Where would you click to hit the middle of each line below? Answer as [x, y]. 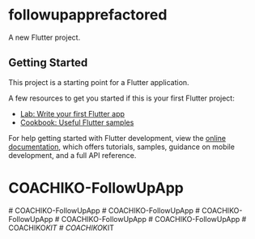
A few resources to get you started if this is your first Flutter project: [121, 98]
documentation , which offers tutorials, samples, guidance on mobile [121, 147]
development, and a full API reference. [72, 155]
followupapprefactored [88, 15]
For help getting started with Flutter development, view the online [117, 138]
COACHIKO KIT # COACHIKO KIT [62, 228]
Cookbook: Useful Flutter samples [77, 122]
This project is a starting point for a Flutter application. [99, 82]
